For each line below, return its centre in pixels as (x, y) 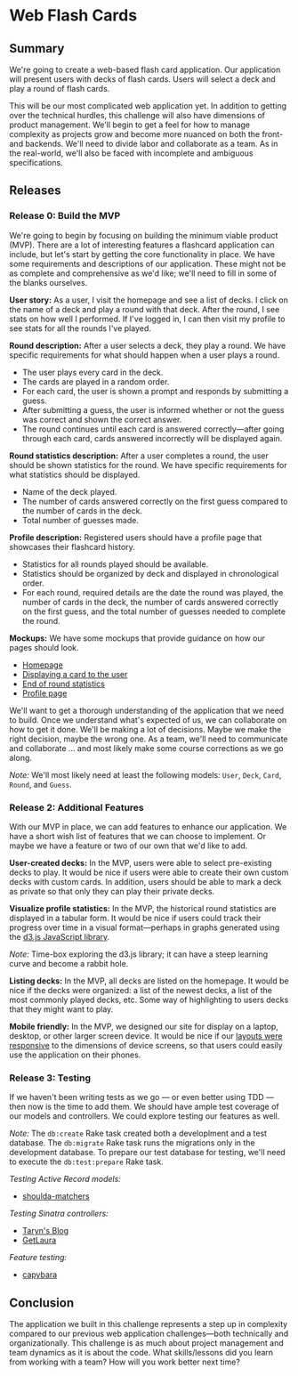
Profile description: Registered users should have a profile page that (136, 537)
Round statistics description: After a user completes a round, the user (139, 456)
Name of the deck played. (69, 491)
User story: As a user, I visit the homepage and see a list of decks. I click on (149, 300)
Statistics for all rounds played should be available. (115, 564)
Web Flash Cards (73, 16)
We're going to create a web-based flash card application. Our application (145, 69)
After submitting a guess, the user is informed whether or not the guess (153, 409)
